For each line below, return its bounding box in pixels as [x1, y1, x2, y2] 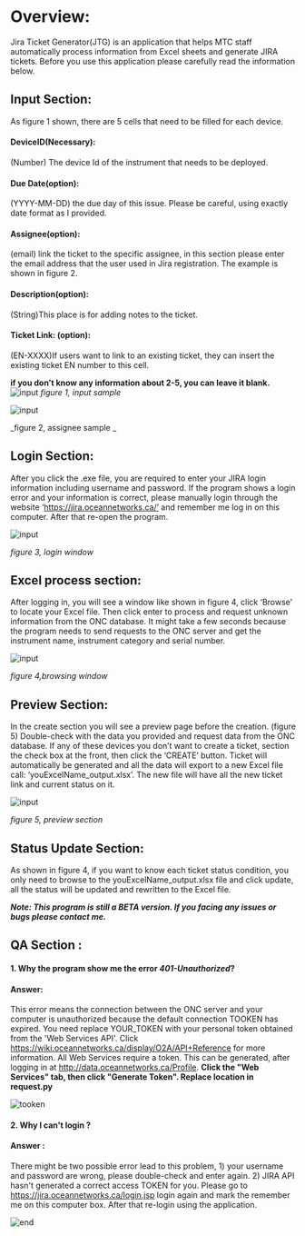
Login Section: [10, 448, 94, 464]
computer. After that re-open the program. [10, 511, 169, 522]
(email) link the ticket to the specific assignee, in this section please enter [10, 248, 285, 260]
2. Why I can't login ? [10, 1120, 92, 1131]
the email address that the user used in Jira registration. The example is [10, 258, 279, 269]
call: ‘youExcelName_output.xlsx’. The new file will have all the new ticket [10, 770, 283, 781]
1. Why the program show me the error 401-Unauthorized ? [10, 963, 235, 973]
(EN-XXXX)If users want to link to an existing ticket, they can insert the [10, 350, 275, 361]
